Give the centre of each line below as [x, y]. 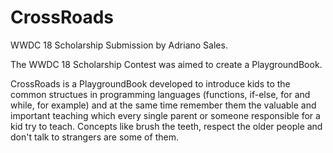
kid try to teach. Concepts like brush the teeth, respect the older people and [166, 126]
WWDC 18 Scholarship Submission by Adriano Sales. [119, 45]
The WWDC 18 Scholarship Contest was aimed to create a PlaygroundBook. [166, 64]
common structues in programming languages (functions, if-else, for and [160, 94]
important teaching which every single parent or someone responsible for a [165, 115]
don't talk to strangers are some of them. [94, 137]
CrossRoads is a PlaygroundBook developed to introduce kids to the [150, 83]
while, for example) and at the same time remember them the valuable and [163, 105]
